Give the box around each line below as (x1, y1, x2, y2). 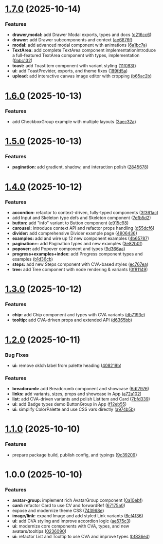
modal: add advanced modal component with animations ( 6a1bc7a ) (12, 42, 147, 48)
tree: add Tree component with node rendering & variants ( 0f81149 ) (12, 266, 148, 272)
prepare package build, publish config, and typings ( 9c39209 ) (12, 452, 137, 458)
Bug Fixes (5, 351, 29, 358)
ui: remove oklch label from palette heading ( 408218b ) (12, 363, 122, 368)
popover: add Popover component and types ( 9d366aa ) (12, 246, 126, 252)
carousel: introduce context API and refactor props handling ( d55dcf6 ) (12, 225, 155, 231)
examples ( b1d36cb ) (12, 256, 54, 262)
